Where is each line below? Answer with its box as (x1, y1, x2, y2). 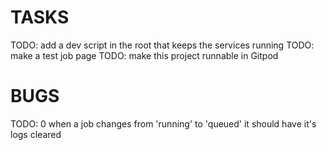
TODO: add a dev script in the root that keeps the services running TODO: (10, 39, 315, 51)
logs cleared (10, 128, 62, 140)
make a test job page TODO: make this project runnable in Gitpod (10, 49, 279, 61)
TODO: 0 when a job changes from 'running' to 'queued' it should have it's (10, 117, 317, 130)
